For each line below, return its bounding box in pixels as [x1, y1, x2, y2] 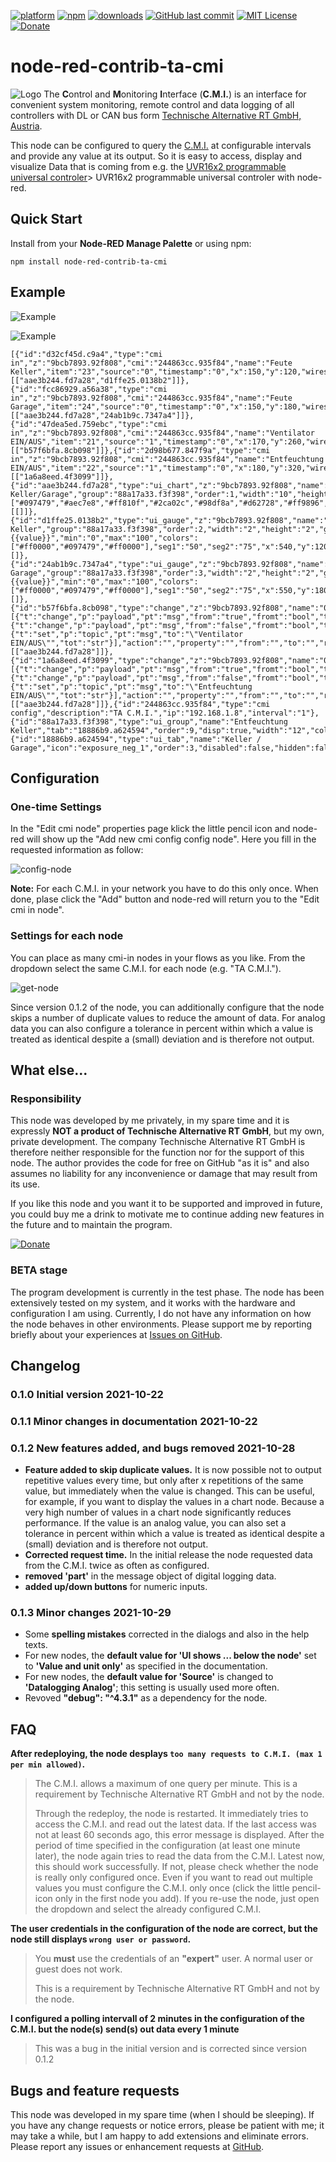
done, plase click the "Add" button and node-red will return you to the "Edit [10, 893, 320, 905]
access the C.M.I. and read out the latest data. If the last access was [34, 1818, 317, 1830]
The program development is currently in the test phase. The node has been [10, 1286, 325, 1298]
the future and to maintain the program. [10, 1219, 173, 1231]
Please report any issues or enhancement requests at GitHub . [10, 2140, 265, 2152]
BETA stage [10, 1263, 68, 1277]
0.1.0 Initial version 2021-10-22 [10, 1387, 164, 1401]
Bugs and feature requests [10, 2082, 180, 2099]
